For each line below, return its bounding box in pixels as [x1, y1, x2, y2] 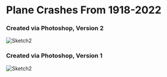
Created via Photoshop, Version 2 [6, 24, 104, 32]
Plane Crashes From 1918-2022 [6, 3, 162, 17]
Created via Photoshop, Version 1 [6, 52, 103, 60]
